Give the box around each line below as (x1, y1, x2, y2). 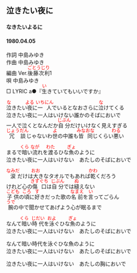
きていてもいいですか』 (46, 88, 104, 95)
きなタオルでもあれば (38, 172, 91, 180)
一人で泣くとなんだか (6, 122, 58, 129)
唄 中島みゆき (6, 77, 39, 84)
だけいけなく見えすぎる (70, 122, 128, 129)
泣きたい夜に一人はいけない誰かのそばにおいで (6, 112, 121, 119)
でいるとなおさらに (51, 104, 99, 111)
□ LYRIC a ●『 (6, 88, 42, 95)
